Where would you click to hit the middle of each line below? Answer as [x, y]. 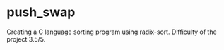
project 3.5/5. [26, 39]
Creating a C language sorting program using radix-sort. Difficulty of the [112, 32]
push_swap [41, 12]
